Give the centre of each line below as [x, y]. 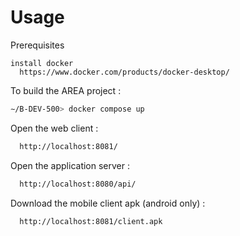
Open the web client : [54, 128]
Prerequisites [37, 45]
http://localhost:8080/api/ [78, 184]
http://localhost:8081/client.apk [91, 221]
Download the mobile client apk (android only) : [108, 203]
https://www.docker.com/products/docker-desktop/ [124, 72]
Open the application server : [70, 165]
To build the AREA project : [66, 90]
